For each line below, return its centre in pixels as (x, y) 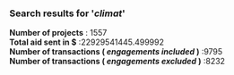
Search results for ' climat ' (67, 13)
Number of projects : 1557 (58, 33)
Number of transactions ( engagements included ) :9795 (116, 52)
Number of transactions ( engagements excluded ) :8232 (117, 62)
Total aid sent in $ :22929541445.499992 (87, 42)
